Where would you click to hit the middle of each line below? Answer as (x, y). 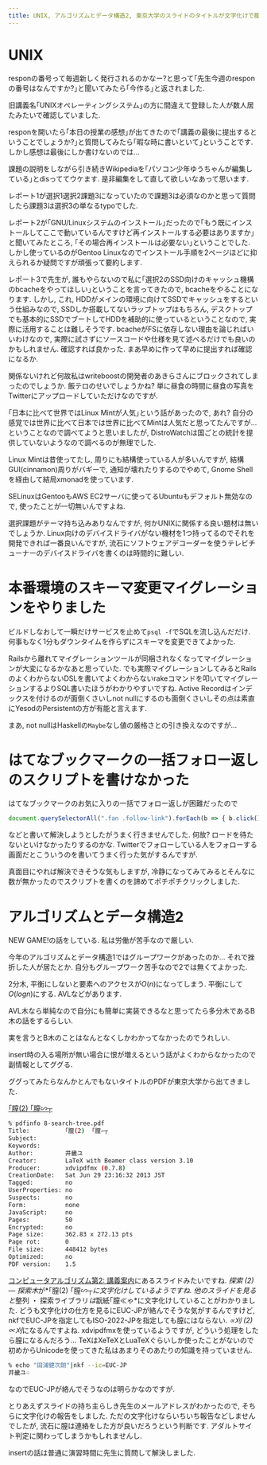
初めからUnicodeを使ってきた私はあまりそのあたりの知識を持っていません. (130, 1350)
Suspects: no (41, 1197)
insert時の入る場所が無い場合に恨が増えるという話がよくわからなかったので (132, 1055)
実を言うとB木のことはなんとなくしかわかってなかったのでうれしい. (119, 1038)
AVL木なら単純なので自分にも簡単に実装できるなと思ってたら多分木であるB (132, 1011)
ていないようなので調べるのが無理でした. (89, 442)
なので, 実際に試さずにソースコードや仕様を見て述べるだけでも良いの (142, 338)
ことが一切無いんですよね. (82, 506)
